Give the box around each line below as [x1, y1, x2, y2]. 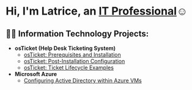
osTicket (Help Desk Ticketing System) [14, 44, 116, 52]
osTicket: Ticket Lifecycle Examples [23, 64, 114, 71]
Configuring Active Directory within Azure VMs [23, 77, 142, 84]
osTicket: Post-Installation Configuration [23, 58, 125, 64]
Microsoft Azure [14, 71, 57, 77]
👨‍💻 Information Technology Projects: [6, 29, 149, 39]
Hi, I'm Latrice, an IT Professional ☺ [6, 4, 188, 18]
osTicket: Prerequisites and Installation [23, 51, 122, 58]
